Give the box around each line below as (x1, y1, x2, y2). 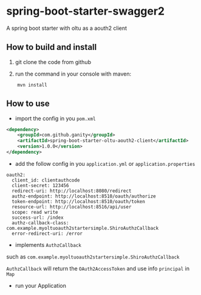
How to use (6, 99, 50, 109)
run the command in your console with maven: (15, 70, 132, 77)
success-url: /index (12, 215, 64, 221)
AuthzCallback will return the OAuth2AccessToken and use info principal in (6, 265, 190, 272)
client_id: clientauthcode (12, 177, 80, 183)
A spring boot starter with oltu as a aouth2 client (6, 24, 128, 32)
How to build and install (6, 42, 97, 52)
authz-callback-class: (12, 219, 69, 226)
